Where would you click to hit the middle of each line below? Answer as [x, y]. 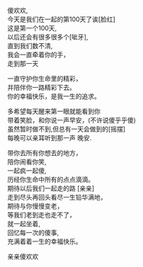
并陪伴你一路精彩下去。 [41, 87]
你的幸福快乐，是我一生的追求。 [54, 96]
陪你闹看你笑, [27, 162]
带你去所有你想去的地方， [45, 153]
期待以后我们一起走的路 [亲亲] [51, 188]
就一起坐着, [24, 224]
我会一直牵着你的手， [38, 55]
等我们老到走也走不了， [41, 215]
